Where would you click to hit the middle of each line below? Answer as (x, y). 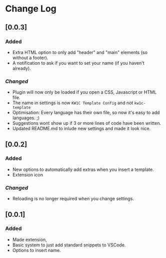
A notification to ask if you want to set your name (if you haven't (78, 63)
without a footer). (30, 58)
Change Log (31, 9)
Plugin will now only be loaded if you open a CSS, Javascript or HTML (84, 92)
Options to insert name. (36, 250)
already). (21, 68)
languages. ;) (26, 118)
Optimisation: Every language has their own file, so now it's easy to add (86, 113)
